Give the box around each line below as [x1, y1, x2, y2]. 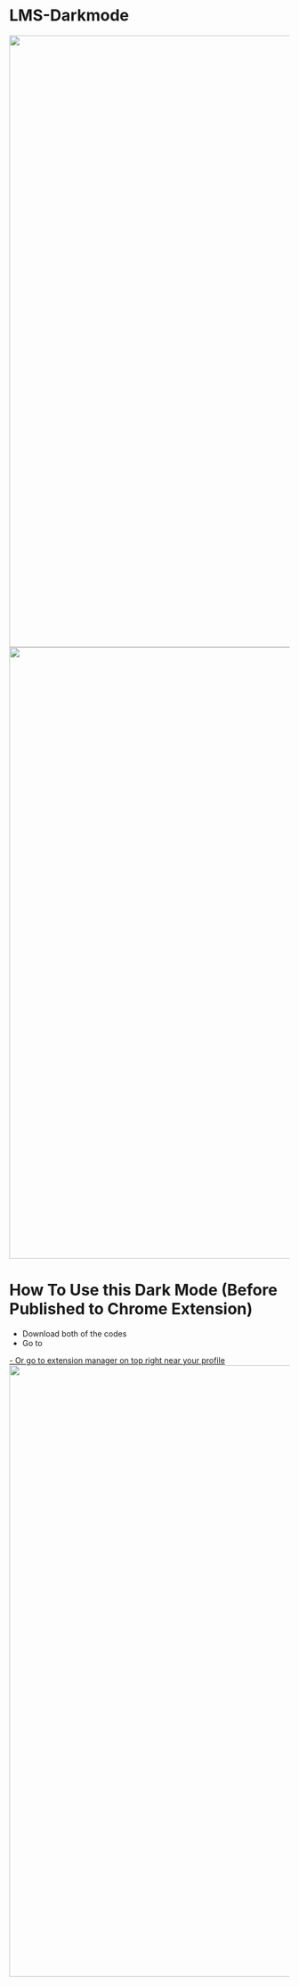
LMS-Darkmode [9, 5, 129, 26]
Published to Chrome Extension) [9, 1299, 254, 1320]
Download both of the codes [21, 1328, 127, 1339]
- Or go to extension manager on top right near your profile [9, 1354, 225, 1366]
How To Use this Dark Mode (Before [9, 1280, 278, 1300]
